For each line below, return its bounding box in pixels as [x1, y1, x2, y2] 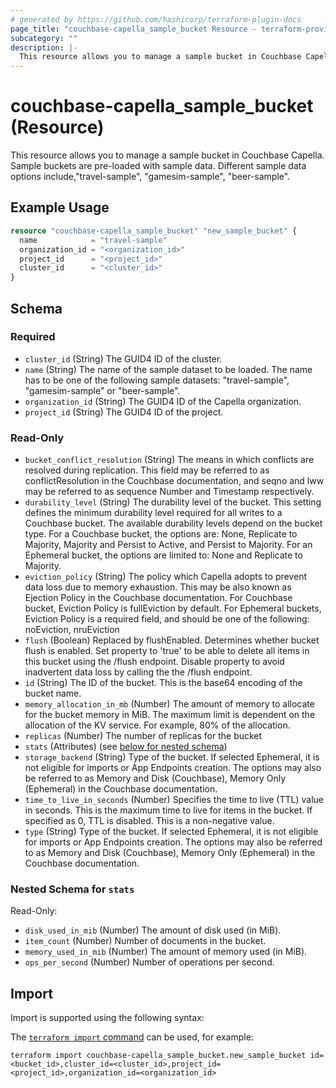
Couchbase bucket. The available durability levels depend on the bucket [24, 517, 323, 530]
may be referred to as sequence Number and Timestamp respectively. [24, 486, 315, 498]
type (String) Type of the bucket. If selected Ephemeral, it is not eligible [24, 826, 319, 838]
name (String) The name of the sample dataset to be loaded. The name [24, 363, 313, 375]
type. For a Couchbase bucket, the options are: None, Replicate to [24, 528, 298, 540]
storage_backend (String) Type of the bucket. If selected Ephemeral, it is [24, 751, 320, 763]
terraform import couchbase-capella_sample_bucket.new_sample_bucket [10, 1051, 307, 1061]
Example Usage [10, 199, 110, 216]
